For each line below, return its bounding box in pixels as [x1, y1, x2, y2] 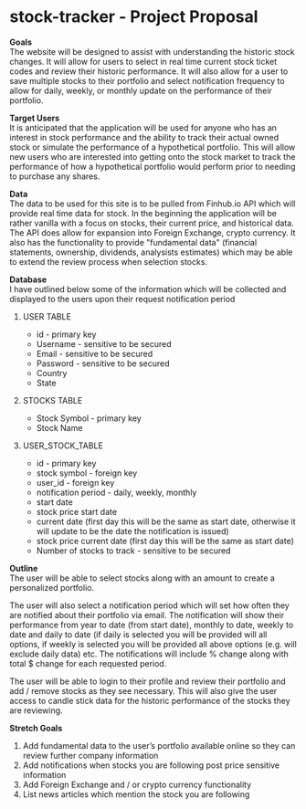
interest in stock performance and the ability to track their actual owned [9, 131, 280, 142]
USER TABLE [22, 310, 71, 321]
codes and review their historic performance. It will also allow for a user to [9, 66, 289, 77]
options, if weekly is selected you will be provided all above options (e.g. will [9, 638, 297, 649]
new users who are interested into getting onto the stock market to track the [9, 151, 296, 162]
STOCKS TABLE [22, 394, 83, 405]
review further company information [22, 750, 159, 761]
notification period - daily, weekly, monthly [36, 487, 197, 498]
